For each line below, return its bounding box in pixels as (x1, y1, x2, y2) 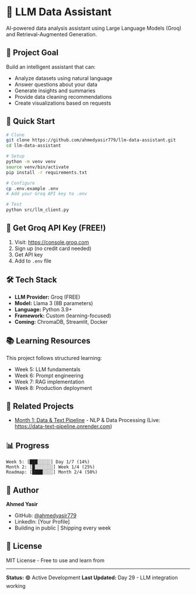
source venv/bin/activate (6, 164, 69, 170)
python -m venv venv (6, 159, 57, 165)
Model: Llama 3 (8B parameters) (14, 299, 93, 306)
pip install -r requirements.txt (6, 169, 87, 175)
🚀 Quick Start (6, 116, 55, 126)
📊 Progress (6, 441, 50, 451)
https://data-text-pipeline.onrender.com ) (14, 423, 113, 430)
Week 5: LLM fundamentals (14, 365, 80, 373)
